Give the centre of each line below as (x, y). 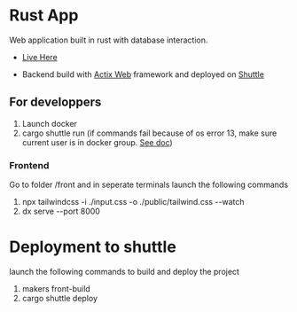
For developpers (55, 102)
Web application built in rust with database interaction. (109, 40)
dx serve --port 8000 (61, 211)
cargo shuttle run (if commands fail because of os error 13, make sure (149, 133)
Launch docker (50, 123)
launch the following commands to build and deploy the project (124, 271)
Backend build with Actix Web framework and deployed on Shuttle (143, 74)
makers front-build (56, 288)
